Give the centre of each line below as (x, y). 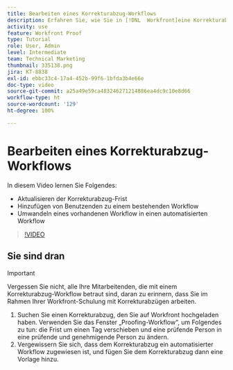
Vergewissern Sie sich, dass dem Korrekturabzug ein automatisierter (115, 344)
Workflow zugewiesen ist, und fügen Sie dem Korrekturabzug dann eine (120, 351)
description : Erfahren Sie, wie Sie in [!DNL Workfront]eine (99, 20)
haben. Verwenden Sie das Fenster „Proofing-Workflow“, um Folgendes (119, 322)
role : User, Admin (34, 46)
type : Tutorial (29, 40)
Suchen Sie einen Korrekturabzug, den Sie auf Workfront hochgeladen (118, 314)
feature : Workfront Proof (44, 33)
